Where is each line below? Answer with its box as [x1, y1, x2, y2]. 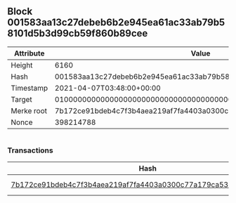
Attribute [13, 48, 45, 58]
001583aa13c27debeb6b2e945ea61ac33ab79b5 [7, 17, 225, 29]
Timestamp [11, 83, 48, 93]
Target [11, 94, 33, 104]
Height [11, 60, 33, 70]
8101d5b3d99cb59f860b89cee [7, 27, 148, 39]
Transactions [7, 145, 54, 155]
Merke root [11, 105, 48, 115]
